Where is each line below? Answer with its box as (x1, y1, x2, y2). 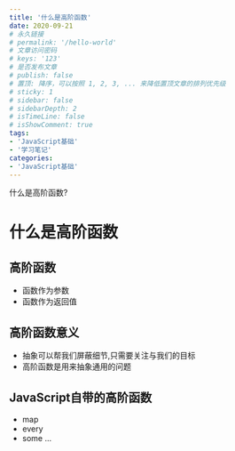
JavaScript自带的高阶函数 (9, 390, 153, 405)
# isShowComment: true (9, 121, 93, 130)
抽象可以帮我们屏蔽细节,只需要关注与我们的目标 (21, 350, 196, 361)
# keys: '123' (9, 54, 62, 63)
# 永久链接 (9, 29, 44, 38)
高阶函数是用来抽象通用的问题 (21, 361, 131, 372)
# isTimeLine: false (9, 112, 86, 121)
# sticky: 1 (9, 87, 53, 96)
